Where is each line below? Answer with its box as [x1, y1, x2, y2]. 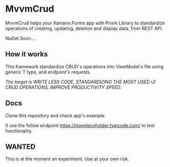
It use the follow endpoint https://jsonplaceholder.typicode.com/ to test [5, 122, 155, 128]
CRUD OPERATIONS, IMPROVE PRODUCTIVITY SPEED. [5, 84, 122, 90]
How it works [5, 50, 48, 59]
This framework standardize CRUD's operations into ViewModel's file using [5, 63, 164, 69]
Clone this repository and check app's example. [5, 113, 106, 119]
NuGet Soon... [5, 35, 35, 41]
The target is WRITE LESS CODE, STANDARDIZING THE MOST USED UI [5, 78, 156, 85]
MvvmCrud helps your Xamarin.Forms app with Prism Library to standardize [5, 20, 165, 26]
